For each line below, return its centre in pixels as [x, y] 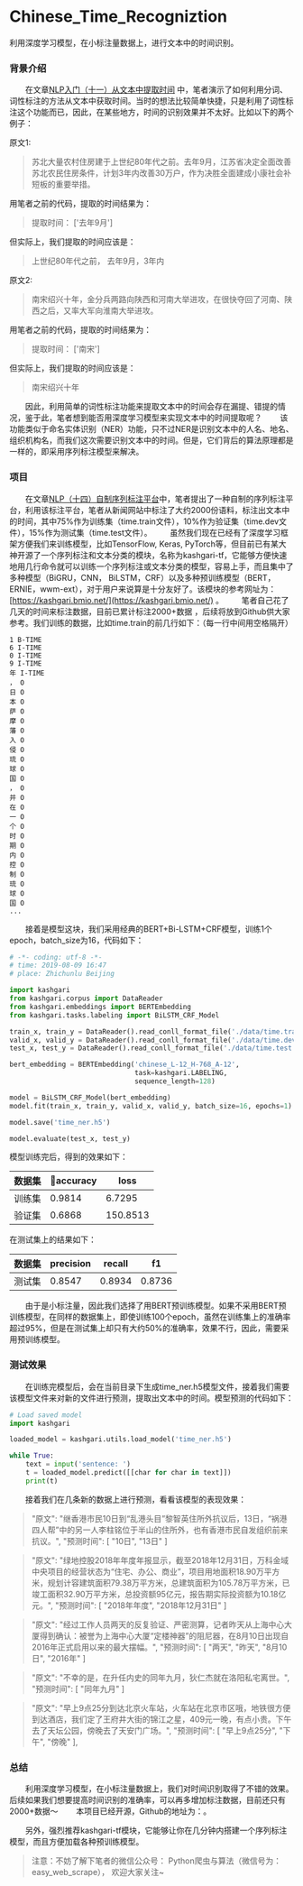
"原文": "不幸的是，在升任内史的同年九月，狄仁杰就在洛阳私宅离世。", [161, 1677]
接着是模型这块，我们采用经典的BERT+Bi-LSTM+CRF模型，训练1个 [149, 929]
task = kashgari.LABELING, [181, 1073]
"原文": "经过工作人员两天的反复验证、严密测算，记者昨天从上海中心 [158, 1624]
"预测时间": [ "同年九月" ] [78, 1688]
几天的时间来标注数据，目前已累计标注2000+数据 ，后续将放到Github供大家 [150, 612]
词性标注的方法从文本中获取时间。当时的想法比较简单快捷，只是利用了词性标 [151, 101]
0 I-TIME [26, 656]
